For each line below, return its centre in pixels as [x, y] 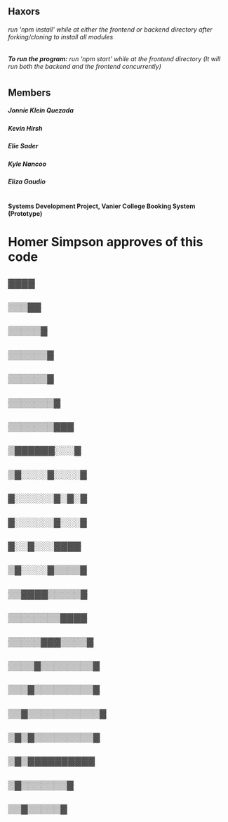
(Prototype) [25, 214]
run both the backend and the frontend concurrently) [85, 66]
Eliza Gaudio [27, 181]
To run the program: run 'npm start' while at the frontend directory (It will [114, 58]
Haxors [24, 12]
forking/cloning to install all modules [61, 37]
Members [29, 92]
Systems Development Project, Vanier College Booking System [102, 206]
